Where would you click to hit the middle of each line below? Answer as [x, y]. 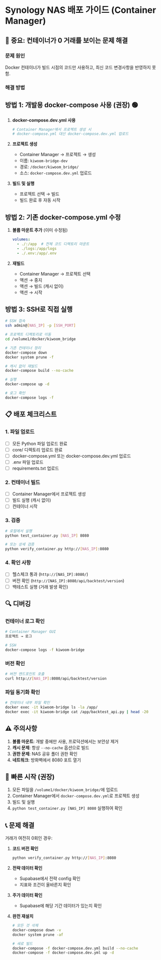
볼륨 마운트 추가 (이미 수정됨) [40, 230]
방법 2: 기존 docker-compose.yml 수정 [63, 217]
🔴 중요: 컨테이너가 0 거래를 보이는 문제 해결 [66, 40]
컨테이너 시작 [25, 506]
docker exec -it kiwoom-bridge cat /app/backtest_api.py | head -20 [77, 712]
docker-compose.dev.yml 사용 [44, 120]
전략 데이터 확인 [27, 868]
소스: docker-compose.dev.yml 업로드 [56, 173]
